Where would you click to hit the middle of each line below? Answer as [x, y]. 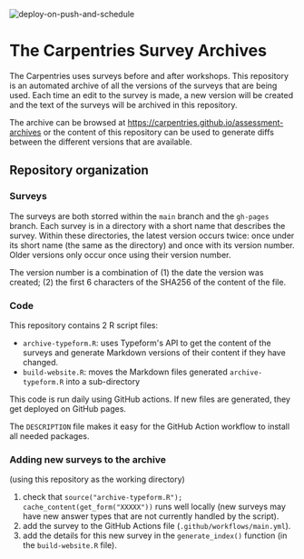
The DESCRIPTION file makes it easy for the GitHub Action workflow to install [150, 426]
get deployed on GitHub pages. [68, 408]
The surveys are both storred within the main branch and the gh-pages [139, 216]
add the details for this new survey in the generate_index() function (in [155, 535]
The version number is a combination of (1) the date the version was [137, 272]
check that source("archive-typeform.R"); [103, 497]
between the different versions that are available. [101, 142]
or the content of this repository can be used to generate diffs [159, 132]
